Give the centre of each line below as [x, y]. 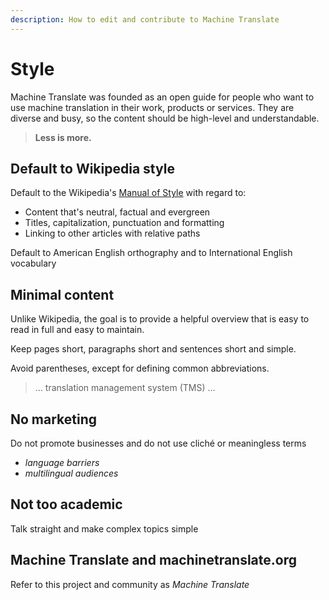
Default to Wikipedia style [92, 168]
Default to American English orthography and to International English [151, 253]
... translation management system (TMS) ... [125, 388]
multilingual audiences [71, 473]
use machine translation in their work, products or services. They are [152, 107]
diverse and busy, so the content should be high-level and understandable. [165, 118]
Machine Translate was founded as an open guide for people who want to [162, 97]
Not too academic [66, 504]
